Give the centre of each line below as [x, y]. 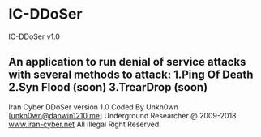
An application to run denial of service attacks [127, 62]
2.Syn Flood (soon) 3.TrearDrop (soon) [108, 87]
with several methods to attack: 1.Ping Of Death [131, 75]
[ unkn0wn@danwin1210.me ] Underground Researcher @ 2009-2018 [122, 115]
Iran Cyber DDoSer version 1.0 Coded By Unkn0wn [93, 107]
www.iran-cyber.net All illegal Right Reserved [84, 124]
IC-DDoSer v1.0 [34, 36]
